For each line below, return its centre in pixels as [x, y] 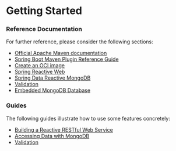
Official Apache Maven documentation [61, 53]
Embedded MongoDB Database [52, 90]
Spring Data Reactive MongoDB [52, 78]
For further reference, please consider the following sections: [80, 42]
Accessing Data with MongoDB [52, 136]
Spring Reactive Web [40, 72]
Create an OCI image [40, 66]
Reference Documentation [44, 29]
